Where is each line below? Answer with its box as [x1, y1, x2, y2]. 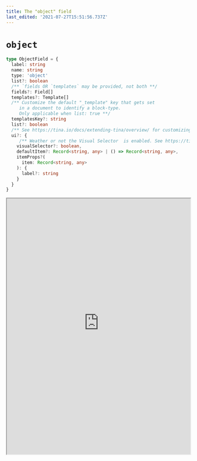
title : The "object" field [6, 8, 72, 15]
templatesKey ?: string [11, 116, 66, 122]
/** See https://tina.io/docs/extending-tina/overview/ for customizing [11, 127, 192, 133]
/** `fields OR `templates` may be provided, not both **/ [11, 83, 158, 90]
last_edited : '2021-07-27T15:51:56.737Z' [6, 14, 108, 20]
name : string [11, 67, 43, 73]
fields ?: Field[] [11, 89, 54, 95]
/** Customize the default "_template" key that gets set [11, 100, 156, 106]
